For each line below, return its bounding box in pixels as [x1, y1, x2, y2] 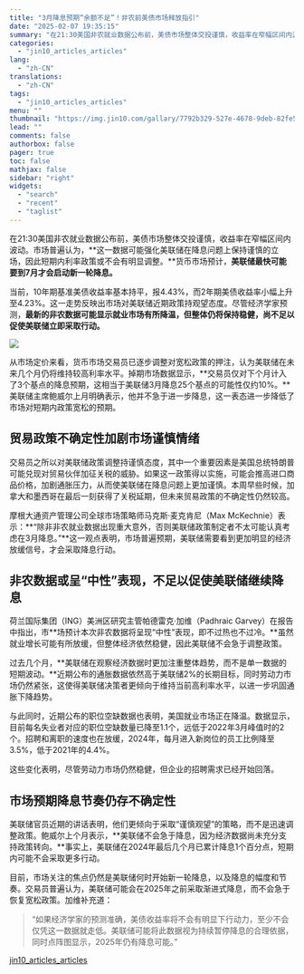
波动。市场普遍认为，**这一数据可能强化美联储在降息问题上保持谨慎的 [9, 244, 271, 255]
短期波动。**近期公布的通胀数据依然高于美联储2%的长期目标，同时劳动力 [9, 669, 284, 680]
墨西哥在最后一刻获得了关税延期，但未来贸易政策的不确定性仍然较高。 [33, 490, 295, 501]
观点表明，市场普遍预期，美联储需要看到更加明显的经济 [84, 532, 291, 544]
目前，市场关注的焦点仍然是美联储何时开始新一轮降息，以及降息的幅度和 [9, 872, 279, 883]
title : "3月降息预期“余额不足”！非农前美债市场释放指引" [9, 13, 200, 23]
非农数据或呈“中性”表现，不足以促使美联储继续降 [9, 573, 284, 588]
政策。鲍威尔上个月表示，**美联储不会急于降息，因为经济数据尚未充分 [16, 830, 280, 841]
